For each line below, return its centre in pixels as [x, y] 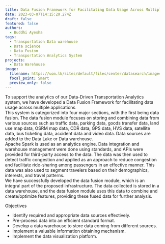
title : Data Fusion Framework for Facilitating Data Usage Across [74, 10]
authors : [14, 28]
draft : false [18, 19]
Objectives [16, 206]
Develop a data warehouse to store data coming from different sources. [84, 226]
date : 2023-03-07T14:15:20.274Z [38, 14]
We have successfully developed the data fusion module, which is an [75, 181]
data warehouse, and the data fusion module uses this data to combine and [82, 191]
